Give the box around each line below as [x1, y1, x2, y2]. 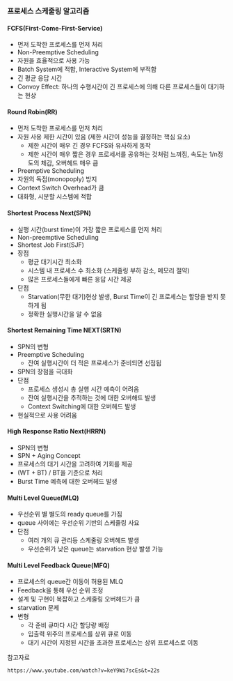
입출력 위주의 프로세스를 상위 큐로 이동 [27, 629, 132, 638]
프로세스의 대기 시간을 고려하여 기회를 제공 [17, 459, 134, 468]
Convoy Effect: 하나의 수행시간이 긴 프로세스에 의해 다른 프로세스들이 [17, 82, 207, 91]
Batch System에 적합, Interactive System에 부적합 [17, 65, 157, 74]
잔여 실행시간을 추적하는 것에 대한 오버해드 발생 [27, 393, 156, 401]
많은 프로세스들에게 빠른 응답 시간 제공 [27, 275, 132, 283]
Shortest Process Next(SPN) [7, 208, 92, 217]
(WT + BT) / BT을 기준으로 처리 [17, 468, 103, 477]
